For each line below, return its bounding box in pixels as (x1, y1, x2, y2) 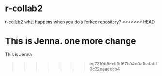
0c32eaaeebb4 (89, 66, 120, 72)
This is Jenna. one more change (5, 36, 136, 47)
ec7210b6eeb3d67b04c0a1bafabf (89, 61, 158, 66)
